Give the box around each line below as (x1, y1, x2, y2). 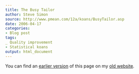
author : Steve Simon (5, 12, 49, 17)
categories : (5, 26, 30, 31)
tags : (5, 35, 17, 40)
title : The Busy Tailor (5, 7, 55, 12)
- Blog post (5, 30, 30, 35)
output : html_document (5, 49, 53, 54)
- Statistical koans (5, 44, 49, 49)
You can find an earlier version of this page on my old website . (5, 63, 134, 69)
